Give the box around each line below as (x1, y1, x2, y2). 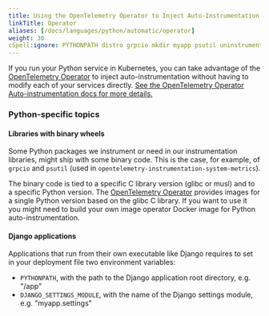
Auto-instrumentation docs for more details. (8, 89, 154, 98)
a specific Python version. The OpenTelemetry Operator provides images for (8, 187, 260, 197)
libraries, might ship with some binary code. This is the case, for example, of (8, 155, 260, 165)
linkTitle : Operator (8, 19, 78, 27)
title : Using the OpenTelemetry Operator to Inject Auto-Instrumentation (8, 11, 260, 20)
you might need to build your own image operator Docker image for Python (8, 205, 256, 214)
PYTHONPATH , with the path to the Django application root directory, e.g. (19, 273, 251, 282)
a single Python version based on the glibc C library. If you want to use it (8, 196, 247, 206)
